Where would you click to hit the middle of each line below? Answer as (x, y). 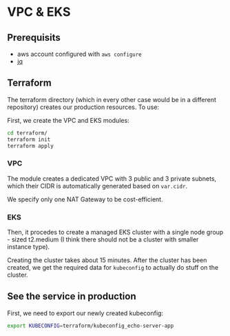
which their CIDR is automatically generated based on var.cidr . (97, 186)
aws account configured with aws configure (80, 54)
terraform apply (30, 146)
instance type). (29, 247)
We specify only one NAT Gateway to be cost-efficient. (85, 199)
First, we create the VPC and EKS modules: (68, 120)
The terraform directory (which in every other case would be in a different (112, 99)
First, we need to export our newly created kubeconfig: (85, 313)
